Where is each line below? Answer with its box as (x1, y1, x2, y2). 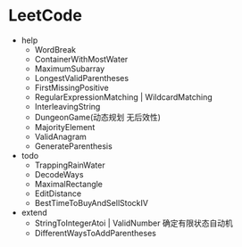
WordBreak (34, 44, 77, 54)
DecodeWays (34, 169, 84, 179)
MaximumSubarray (34, 63, 105, 74)
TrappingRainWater (34, 160, 105, 170)
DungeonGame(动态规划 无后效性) (34, 111, 162, 122)
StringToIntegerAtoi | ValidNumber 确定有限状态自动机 (34, 218, 233, 228)
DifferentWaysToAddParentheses (34, 227, 157, 238)
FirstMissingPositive (34, 82, 109, 93)
